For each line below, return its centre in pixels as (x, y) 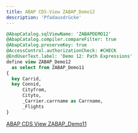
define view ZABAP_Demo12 (38, 62)
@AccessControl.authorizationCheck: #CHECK (61, 51)
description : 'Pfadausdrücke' (44, 17)
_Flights (33, 107)
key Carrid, (27, 79)
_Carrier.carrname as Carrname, (62, 101)
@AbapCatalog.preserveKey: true (46, 45)
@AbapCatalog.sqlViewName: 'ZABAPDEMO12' (59, 34)
